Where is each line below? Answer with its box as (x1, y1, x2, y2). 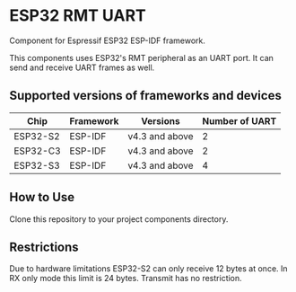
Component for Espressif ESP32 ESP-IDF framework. (9, 35, 206, 46)
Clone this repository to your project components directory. (9, 213, 229, 225)
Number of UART (202, 114, 277, 127)
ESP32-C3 (13, 145, 61, 157)
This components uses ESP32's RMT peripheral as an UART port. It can (9, 52, 274, 63)
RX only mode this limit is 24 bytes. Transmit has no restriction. (9, 273, 242, 284)
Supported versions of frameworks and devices (9, 88, 283, 103)
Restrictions (9, 239, 79, 254)
